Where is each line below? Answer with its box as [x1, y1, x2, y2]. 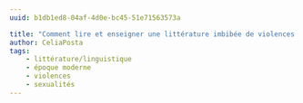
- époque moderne [25, 63, 92, 72]
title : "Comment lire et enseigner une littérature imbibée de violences [9, 29, 296, 39]
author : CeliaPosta [9, 38, 84, 47]
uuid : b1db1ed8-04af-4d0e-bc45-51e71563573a [9, 13, 181, 23]
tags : [9, 46, 30, 55]
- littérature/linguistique [25, 55, 132, 64]
